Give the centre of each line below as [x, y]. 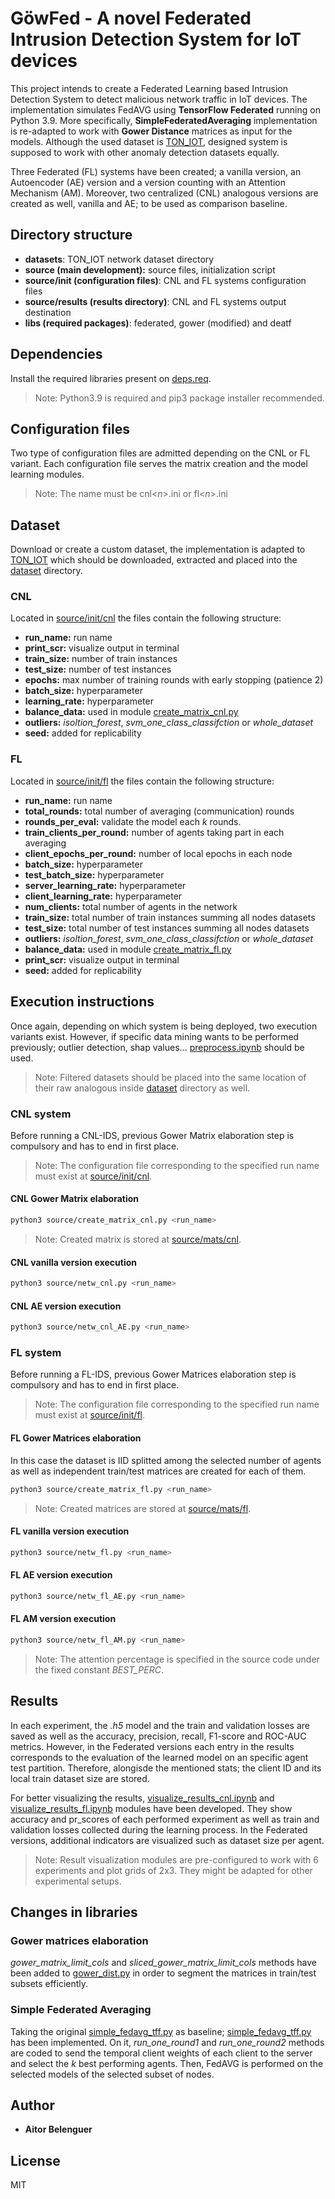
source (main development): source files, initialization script [150, 269]
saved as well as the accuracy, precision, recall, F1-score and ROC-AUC [158, 1736]
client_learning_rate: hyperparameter [103, 896]
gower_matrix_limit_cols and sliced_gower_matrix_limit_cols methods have [164, 1963]
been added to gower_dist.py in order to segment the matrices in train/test [163, 1973]
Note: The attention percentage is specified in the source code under [177, 1659]
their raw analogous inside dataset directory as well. [142, 1088]
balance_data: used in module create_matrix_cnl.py [131, 712]
